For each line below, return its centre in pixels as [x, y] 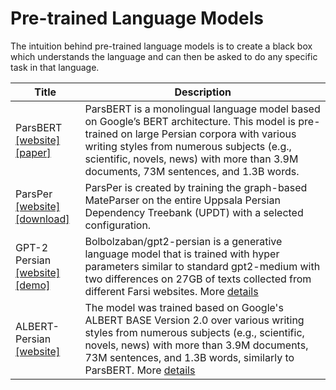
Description [203, 92]
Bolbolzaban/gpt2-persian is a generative [183, 241]
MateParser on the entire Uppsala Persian [182, 200]
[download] [42, 219]
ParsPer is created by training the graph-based [196, 187]
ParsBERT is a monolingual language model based [202, 109]
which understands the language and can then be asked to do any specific [164, 56]
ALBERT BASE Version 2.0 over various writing [194, 320]
